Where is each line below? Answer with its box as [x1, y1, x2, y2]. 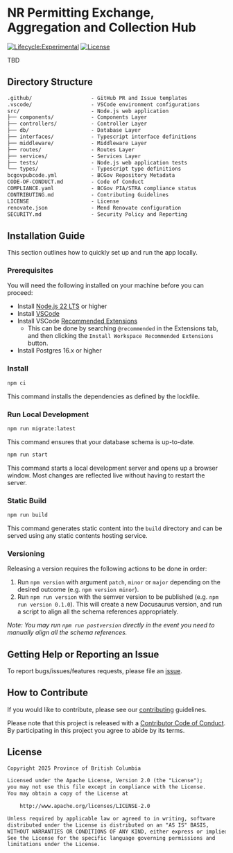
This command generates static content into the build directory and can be [7, 524, 223, 532]
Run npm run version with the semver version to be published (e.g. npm [17, 593, 219, 601]
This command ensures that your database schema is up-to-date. [7, 437, 196, 446]
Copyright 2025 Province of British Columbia [7, 765, 141, 772]
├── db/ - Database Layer [7, 127, 141, 134]
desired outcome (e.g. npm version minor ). [17, 585, 139, 594]
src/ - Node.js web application [7, 108, 169, 115]
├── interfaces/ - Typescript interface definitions [7, 133, 197, 140]
